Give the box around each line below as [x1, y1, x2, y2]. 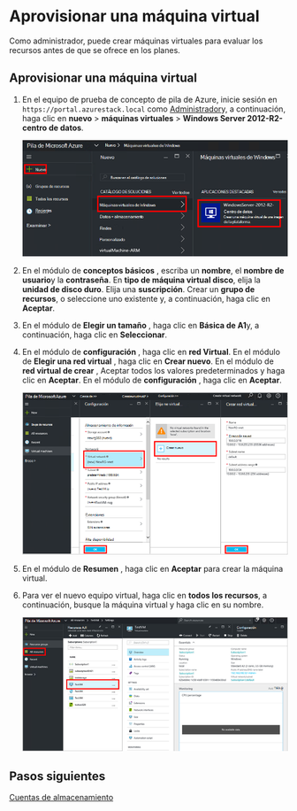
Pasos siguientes [9, 769, 106, 784]
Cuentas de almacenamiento [9, 792, 114, 803]
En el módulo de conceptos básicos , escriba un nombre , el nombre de [21, 265, 285, 275]
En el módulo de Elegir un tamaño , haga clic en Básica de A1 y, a [21, 320, 260, 330]
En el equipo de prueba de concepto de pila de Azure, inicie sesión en [21, 94, 278, 104]
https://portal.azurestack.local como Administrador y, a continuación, [21, 104, 286, 114]
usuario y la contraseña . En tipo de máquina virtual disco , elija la [21, 274, 261, 285]
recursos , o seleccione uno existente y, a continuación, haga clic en [21, 293, 271, 304]
